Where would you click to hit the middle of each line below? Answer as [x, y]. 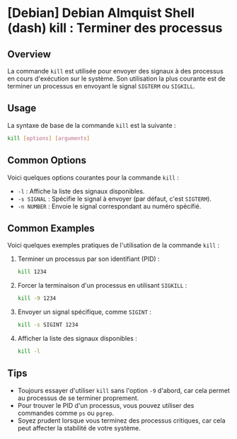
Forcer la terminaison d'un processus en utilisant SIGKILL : [102, 286]
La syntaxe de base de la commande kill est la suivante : [92, 125]
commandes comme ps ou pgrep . [66, 413]
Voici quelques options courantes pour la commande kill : [93, 177]
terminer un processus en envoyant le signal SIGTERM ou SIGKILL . [102, 86]
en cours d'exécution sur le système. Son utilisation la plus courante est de [117, 78]
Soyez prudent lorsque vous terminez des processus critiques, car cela [121, 420]
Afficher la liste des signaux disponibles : [77, 338]
